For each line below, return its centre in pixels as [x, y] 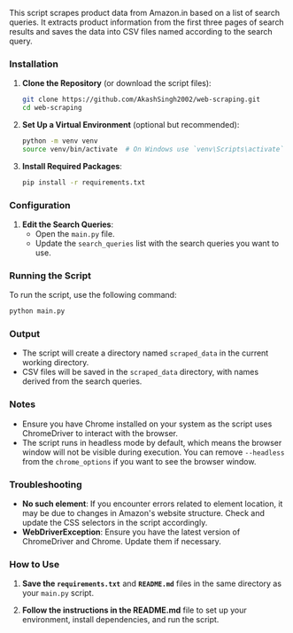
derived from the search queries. [82, 381]
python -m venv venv [60, 141]
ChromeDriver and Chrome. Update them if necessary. [121, 542]
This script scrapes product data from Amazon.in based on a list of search [145, 13]
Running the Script [50, 276]
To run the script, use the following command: [93, 295]
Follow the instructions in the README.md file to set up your [135, 610]
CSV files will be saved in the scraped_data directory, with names [140, 372]
